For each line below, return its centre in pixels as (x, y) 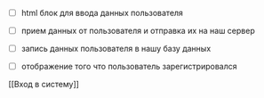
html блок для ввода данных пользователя (102, 13)
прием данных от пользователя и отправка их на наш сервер (138, 31)
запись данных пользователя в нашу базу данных (116, 49)
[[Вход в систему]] (44, 85)
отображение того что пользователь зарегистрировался (129, 67)
